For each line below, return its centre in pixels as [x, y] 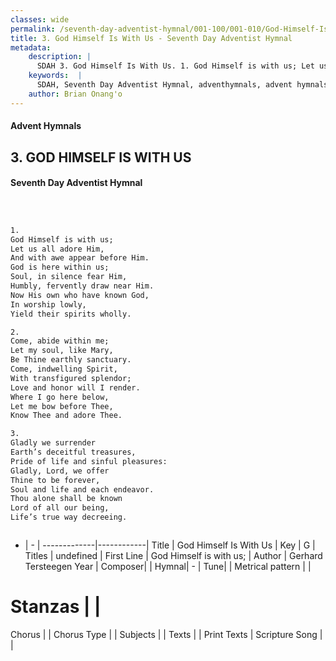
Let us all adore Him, [57, 249]
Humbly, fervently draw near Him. [82, 286]
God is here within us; [60, 267]
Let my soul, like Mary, [62, 351]
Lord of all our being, [60, 508]
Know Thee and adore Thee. [66, 416]
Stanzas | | [56, 607]
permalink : [33, 29]
